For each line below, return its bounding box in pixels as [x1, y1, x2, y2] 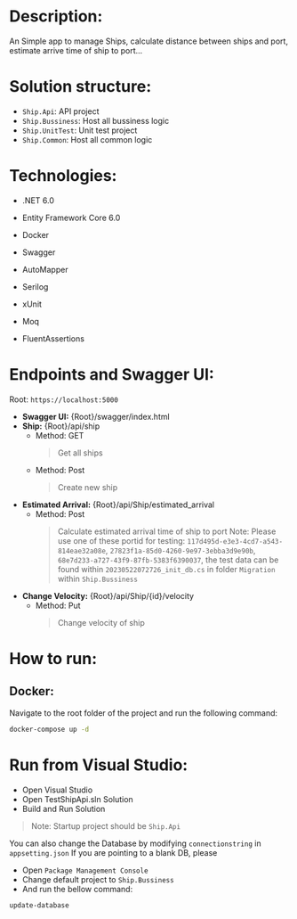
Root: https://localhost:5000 [9, 394, 118, 405]
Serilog [21, 281, 49, 291]
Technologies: [9, 166, 117, 186]
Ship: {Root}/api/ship [21, 421, 100, 431]
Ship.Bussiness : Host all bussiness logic [21, 115, 170, 126]
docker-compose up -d [9, 725, 90, 734]
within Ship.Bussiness [57, 573, 138, 584]
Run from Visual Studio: [9, 755, 189, 775]
